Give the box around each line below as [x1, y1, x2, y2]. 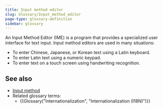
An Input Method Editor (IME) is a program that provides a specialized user [5, 35, 158, 41]
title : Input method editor [5, 7, 64, 12]
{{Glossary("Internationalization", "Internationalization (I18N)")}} [19, 98, 151, 104]
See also [5, 74, 32, 83]
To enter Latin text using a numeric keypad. [12, 55, 101, 61]
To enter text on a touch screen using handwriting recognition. [12, 60, 141, 66]
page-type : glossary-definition [5, 16, 72, 21]
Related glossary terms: [12, 93, 61, 99]
